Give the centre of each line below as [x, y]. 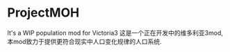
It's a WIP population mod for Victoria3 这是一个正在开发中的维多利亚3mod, [115, 33]
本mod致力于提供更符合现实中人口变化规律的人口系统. [84, 41]
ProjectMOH [43, 13]
